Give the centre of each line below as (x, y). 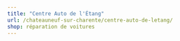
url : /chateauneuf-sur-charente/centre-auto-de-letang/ (90, 20)
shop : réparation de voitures (51, 26)
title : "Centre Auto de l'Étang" (56, 14)
